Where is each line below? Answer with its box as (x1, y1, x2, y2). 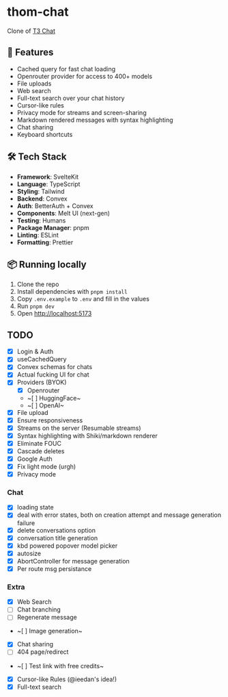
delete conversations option (16, 526, 96, 534)
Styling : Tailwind (16, 187, 65, 195)
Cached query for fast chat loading (16, 64, 116, 73)
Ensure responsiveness (16, 416, 83, 424)
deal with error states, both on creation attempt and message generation (16, 511, 222, 519)
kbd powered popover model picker (16, 542, 118, 550)
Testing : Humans (16, 216, 66, 225)
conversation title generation (16, 533, 98, 542)
